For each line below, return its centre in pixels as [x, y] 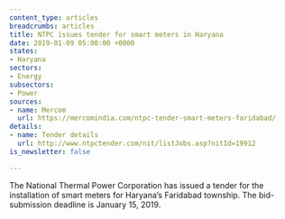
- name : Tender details [54, 135]
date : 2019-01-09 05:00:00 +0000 [72, 43]
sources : [26, 101]
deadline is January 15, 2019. [107, 205]
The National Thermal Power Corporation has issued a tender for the [137, 185]
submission [31, 205]
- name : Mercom [38, 110]
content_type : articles [54, 18]
